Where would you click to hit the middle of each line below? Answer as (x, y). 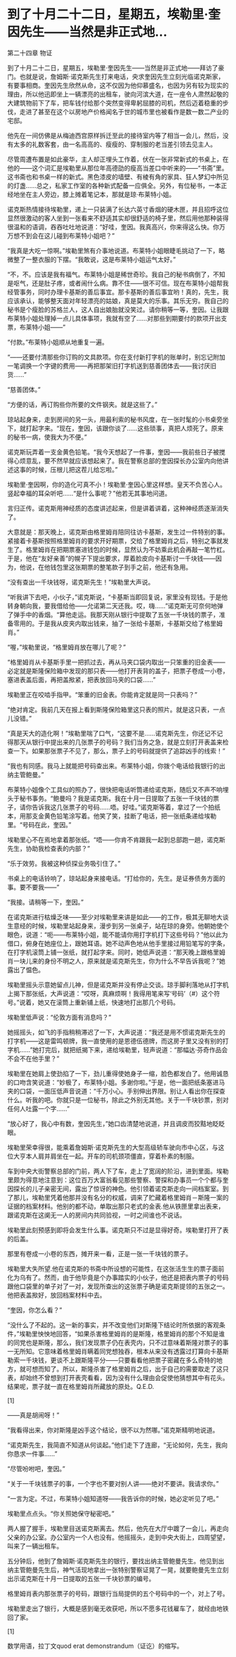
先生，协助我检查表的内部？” (49, 848)
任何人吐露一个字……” (39, 1108)
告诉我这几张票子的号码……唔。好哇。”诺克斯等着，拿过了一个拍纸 (126, 807)
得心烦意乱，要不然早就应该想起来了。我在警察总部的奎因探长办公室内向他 (115, 461)
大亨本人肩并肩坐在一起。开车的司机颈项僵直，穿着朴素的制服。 (105, 1156)
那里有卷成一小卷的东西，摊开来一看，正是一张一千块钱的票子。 (99, 1253)
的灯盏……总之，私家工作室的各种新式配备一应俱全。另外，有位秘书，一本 (114, 185)
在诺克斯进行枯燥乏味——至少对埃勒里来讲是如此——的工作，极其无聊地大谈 (118, 917)
